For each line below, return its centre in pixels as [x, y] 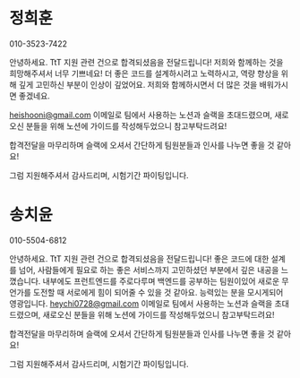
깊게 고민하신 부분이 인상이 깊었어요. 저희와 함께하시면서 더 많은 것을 [138, 84]
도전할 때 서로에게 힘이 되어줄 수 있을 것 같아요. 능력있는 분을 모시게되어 [158, 292]
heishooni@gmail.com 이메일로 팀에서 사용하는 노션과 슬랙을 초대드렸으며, [141, 115]
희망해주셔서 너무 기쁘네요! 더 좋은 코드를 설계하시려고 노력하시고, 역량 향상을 [144, 73]
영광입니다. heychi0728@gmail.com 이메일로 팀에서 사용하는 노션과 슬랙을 [141, 303]
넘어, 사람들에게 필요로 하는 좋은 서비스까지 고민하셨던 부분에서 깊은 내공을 [149, 270]
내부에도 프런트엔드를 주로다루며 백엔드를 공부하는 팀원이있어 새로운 [161, 281]
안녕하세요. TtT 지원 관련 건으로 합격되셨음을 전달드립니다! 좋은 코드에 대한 [139, 258]
